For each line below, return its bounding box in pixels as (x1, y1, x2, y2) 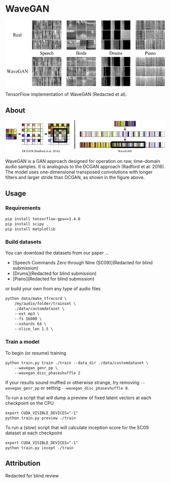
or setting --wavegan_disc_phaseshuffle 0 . (40, 385, 129, 391)
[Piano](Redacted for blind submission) (12, 276, 95, 282)
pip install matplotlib (5, 227, 56, 232)
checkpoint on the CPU (5, 400, 54, 406)
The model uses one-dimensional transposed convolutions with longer (5, 169, 153, 175)
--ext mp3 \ (14, 312, 40, 317)
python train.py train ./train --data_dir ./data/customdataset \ (5, 360, 149, 365)
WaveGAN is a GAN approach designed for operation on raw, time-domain (5, 158, 161, 164)
